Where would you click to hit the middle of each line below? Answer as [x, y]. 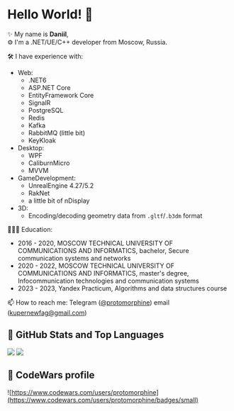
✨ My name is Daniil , [38, 34]
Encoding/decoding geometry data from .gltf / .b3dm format [115, 215]
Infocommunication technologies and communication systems [108, 281]
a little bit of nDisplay [59, 201]
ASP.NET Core [49, 87]
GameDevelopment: [46, 178]
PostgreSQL [46, 110]
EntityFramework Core [61, 95]
